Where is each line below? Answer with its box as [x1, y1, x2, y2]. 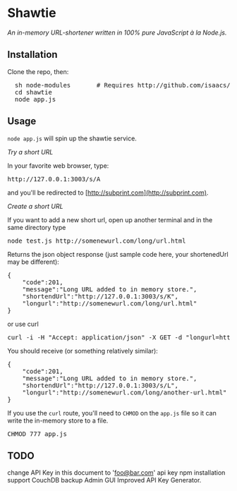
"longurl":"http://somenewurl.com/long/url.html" [22, 299, 197, 308]
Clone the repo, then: [7, 67, 69, 75]
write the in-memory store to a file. [7, 416, 109, 425]
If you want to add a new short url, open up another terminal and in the [7, 215, 213, 224]
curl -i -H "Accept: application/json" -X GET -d [7, 333, 183, 341]
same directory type [7, 223, 66, 231]
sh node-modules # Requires [14, 81, 134, 89]
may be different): [7, 257, 60, 266]
